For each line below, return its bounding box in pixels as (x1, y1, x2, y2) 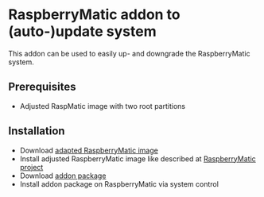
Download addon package (19, 171, 107, 180)
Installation (8, 125, 65, 138)
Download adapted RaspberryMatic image (19, 145, 159, 155)
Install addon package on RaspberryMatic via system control (19, 179, 219, 188)
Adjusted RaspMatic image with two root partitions (19, 101, 185, 110)
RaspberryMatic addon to (8, 6, 181, 24)
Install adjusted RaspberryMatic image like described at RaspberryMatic (19, 153, 256, 164)
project (19, 162, 44, 172)
